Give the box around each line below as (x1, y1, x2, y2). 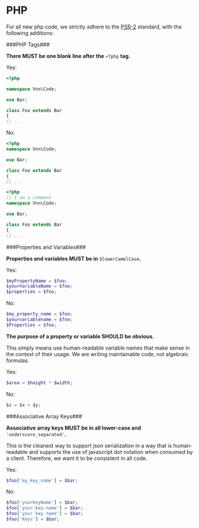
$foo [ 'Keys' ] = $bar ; (6, 516, 60, 522)
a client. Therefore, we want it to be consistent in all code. (6, 455, 147, 462)
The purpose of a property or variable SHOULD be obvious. (6, 332, 155, 340)
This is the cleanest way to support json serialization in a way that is (6, 442, 172, 449)
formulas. (6, 357, 30, 364)
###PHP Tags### (6, 41, 50, 48)
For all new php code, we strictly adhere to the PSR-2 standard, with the (6, 23, 182, 30)
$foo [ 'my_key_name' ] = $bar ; (6, 478, 78, 484)
